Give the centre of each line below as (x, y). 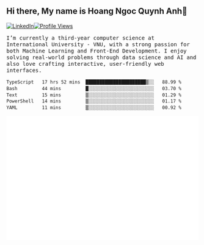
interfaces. (24, 70)
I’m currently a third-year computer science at (80, 38)
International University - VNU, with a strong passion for (98, 44)
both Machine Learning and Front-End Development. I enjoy (97, 51)
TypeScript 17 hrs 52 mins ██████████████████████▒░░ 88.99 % (94, 82)
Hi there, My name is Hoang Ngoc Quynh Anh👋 (97, 11)
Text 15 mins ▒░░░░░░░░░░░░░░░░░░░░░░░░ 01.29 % (94, 95)
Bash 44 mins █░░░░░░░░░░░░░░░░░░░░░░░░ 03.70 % (94, 88)
